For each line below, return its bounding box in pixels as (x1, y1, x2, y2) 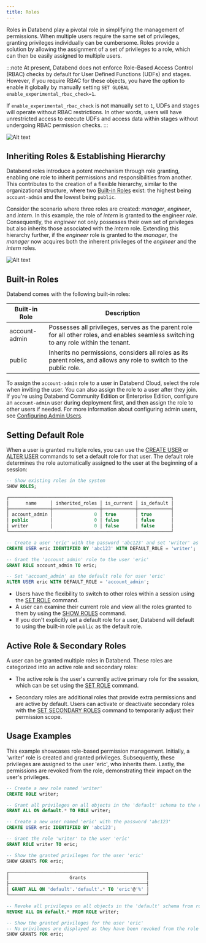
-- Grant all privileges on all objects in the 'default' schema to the (6, 802, 196, 808)
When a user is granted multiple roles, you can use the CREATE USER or (6, 446, 189, 454)
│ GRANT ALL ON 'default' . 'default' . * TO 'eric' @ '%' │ (6, 887, 150, 893)
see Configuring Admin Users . (6, 412, 83, 419)
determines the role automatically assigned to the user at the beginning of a (6, 459, 198, 467)
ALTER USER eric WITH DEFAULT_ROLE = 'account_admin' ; (6, 579, 150, 585)
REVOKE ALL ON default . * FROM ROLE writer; (6, 909, 120, 915)
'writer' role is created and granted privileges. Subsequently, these (6, 753, 175, 761)
